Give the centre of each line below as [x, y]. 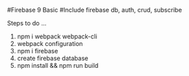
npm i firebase [37, 51]
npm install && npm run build [58, 65]
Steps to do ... [27, 23]
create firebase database [53, 58]
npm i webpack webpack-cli [57, 36]
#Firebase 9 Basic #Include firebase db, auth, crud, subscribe [94, 10]
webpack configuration [50, 43]
